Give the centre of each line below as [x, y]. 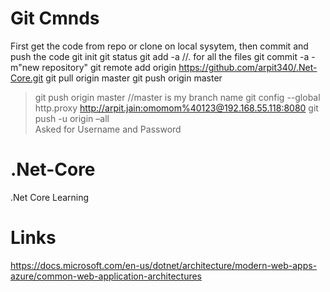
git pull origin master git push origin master [134, 78]
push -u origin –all [72, 118]
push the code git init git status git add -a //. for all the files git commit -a [160, 56]
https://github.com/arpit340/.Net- [248, 67]
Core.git [27, 78]
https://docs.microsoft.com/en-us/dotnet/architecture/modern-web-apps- [164, 265]
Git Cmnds [55, 18]
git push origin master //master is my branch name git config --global [177, 97]
